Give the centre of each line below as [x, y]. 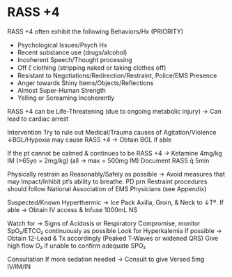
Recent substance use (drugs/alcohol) [72, 52]
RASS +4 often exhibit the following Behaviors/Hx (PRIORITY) [95, 31]
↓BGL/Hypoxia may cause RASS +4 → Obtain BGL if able [90, 140]
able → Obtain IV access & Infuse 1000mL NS [72, 209]
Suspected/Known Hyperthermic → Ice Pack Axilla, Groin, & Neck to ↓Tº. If [116, 202]
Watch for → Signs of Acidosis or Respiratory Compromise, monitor [104, 223]
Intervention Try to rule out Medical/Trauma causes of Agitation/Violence [112, 132]
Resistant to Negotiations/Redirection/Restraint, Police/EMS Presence [117, 75]
